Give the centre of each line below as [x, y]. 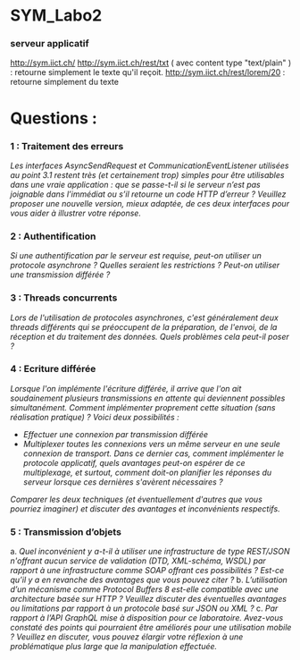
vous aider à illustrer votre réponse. [76, 213]
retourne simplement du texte [65, 82]
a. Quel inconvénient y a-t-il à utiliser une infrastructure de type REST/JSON [150, 552]
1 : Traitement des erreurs [67, 146]
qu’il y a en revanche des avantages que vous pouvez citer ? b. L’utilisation [149, 580]
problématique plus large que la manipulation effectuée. [114, 647]
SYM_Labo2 [56, 16]
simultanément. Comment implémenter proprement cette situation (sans [143, 407]
